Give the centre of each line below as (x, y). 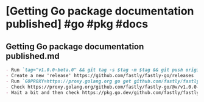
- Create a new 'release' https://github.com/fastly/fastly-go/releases (100, 75)
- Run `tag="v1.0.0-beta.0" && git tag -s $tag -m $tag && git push (94, 70)
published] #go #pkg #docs (77, 24)
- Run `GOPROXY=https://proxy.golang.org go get (69, 81)
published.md (33, 56)
